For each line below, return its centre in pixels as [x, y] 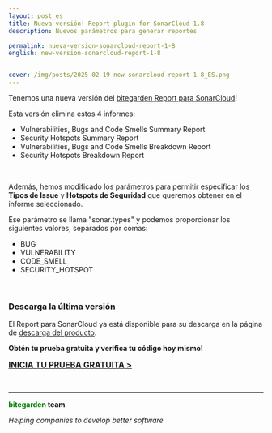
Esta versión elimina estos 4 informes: [72, 114]
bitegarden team [37, 405]
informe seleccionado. [46, 204]
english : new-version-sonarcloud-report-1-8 [85, 54]
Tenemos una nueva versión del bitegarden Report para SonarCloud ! [123, 98]
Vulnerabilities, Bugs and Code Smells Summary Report [113, 129]
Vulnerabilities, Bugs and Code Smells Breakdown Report [115, 146]
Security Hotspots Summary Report [79, 138]
